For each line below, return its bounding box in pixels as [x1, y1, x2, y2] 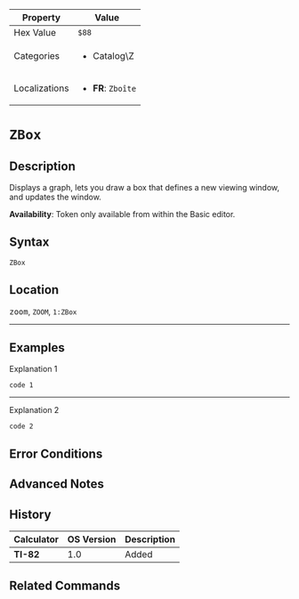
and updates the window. [9, 191, 102, 202]
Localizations [13, 82, 69, 94]
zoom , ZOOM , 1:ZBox [9, 306, 77, 317]
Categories [13, 50, 61, 61]
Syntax [9, 235, 50, 250]
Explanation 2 [9, 405, 60, 416]
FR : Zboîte [93, 82, 136, 94]
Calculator [13, 533, 60, 546]
